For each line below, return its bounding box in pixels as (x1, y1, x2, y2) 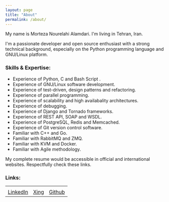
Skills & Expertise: (5, 64, 51, 71)
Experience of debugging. (12, 103, 67, 109)
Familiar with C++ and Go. (12, 130, 67, 136)
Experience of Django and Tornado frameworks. (12, 108, 114, 114)
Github (49, 188, 65, 195)
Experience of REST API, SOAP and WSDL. (12, 113, 103, 120)
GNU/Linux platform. (5, 51, 48, 57)
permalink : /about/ (5, 17, 47, 22)
